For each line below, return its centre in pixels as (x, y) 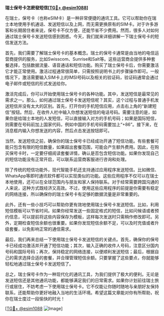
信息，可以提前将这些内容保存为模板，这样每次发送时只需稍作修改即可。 (82, 217)
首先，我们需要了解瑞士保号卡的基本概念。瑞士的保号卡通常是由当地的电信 (80, 53)
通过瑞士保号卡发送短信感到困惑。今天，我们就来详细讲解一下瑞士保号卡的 (80, 36)
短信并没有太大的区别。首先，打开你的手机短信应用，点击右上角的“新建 (81, 106)
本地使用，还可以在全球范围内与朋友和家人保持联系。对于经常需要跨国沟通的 (82, 182)
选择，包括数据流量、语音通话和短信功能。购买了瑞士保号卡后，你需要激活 (84, 65)
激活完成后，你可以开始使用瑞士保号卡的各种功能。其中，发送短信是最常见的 (82, 94)
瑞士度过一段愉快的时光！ (39, 299)
